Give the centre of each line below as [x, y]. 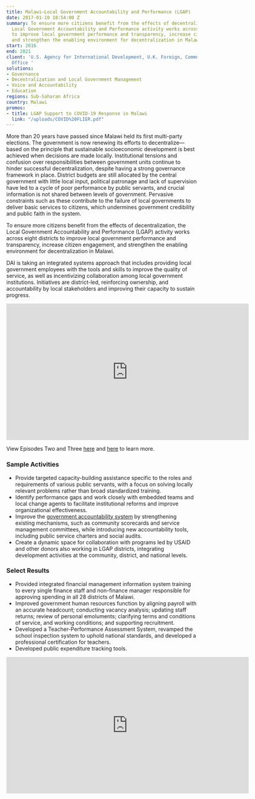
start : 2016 [21, 46]
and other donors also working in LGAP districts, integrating [90, 548]
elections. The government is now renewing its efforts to [77, 143]
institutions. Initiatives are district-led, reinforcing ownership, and [87, 282]
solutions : [20, 68]
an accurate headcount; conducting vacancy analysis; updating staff [101, 610]
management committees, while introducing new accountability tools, [102, 529]
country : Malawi [27, 102]
